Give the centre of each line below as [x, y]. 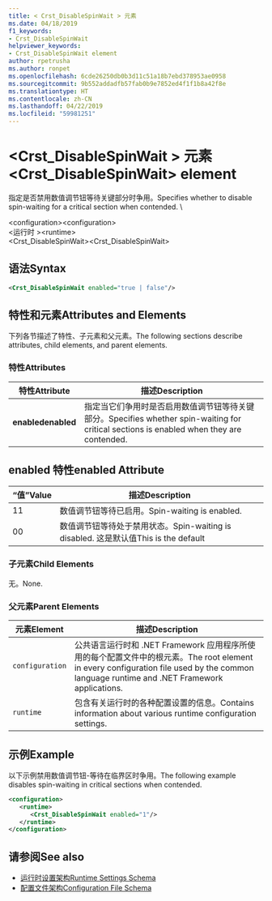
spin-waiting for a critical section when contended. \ [96, 207]
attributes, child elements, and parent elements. [88, 345]
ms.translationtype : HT [49, 91]
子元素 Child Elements [51, 564]
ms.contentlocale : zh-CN [50, 99]
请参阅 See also [47, 857]
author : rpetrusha [39, 62]
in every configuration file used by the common [164, 668]
